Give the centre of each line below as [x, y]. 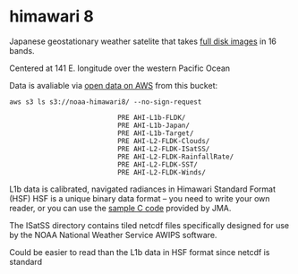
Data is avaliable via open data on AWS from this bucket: [114, 85]
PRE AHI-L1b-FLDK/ [152, 117]
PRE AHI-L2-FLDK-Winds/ [162, 172]
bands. [22, 50]
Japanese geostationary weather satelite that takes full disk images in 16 [143, 41]
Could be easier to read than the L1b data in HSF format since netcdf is [140, 252]
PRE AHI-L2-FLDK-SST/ [158, 164]
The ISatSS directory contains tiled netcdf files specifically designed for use [149, 225]
